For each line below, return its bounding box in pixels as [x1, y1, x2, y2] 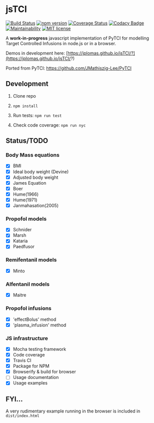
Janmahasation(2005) [12, 202, 59, 208]
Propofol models [5, 215, 47, 222]
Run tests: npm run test [12, 112, 62, 118]
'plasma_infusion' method [12, 322, 66, 328]
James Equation [12, 180, 46, 186]
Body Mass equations [5, 152, 59, 159]
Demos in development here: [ [5, 50, 68, 56]
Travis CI [12, 357, 31, 363]
